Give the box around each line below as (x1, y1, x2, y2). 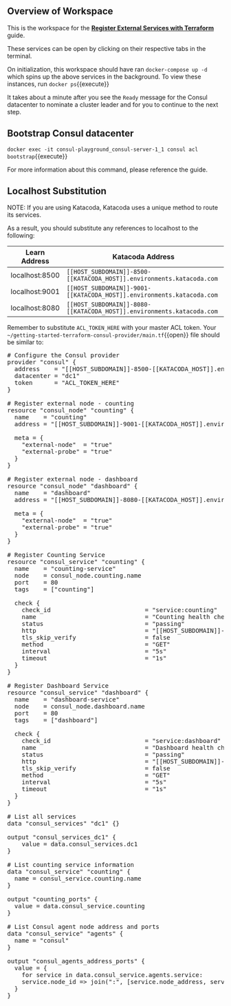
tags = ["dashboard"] (14, 716, 98, 724)
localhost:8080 (10, 303, 60, 313)
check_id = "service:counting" (21, 606, 218, 614)
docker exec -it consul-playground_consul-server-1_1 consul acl (7, 146, 198, 153)
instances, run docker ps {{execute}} (7, 79, 110, 88)
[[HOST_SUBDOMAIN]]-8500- (66, 268, 151, 276)
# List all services (7, 813, 77, 821)
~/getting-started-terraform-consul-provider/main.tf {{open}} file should (7, 331, 220, 339)
